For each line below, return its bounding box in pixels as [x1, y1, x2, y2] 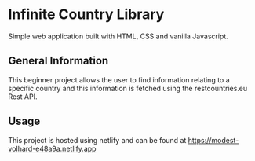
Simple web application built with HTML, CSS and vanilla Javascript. [8, 31, 229, 41]
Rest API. [8, 92, 38, 101]
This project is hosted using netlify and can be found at [8, 135, 187, 145]
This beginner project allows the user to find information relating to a [8, 75, 230, 84]
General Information [8, 54, 109, 68]
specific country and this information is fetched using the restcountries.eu [8, 83, 248, 93]
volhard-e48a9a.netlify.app [8, 144, 97, 153]
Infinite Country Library [8, 5, 165, 24]
